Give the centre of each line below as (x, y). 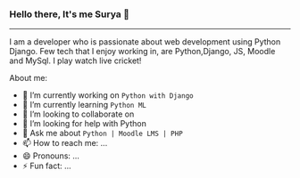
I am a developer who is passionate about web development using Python (145, 42)
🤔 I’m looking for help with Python (84, 124)
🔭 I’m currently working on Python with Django (108, 95)
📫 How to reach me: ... (65, 143)
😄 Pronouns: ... (51, 156)
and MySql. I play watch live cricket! (75, 61)
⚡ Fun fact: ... (46, 166)
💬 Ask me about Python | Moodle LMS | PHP (102, 133)
